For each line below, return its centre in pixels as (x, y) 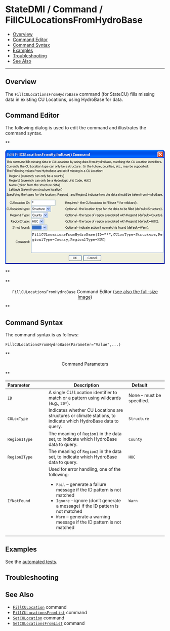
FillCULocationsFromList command (50, 612)
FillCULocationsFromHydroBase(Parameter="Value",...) (63, 345)
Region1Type (20, 439)
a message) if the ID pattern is (87, 506)
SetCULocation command (38, 618)
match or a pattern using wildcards (85, 398)
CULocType (18, 419)
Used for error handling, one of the (84, 469)
